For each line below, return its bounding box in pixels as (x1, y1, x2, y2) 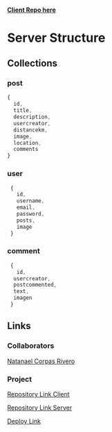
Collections (7, 58, 57, 70)
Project (7, 374, 32, 384)
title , (13, 107, 32, 114)
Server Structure (7, 30, 106, 45)
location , (13, 139, 41, 146)
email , (16, 204, 36, 211)
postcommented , (13, 282, 57, 289)
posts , (16, 216, 36, 224)
